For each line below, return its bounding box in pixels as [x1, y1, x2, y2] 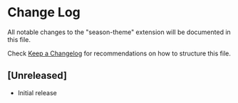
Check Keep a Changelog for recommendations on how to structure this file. [7, 49, 232, 58]
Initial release [17, 88, 57, 97]
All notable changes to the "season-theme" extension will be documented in [7, 28, 232, 36]
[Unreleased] [7, 70, 68, 82]
